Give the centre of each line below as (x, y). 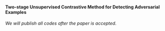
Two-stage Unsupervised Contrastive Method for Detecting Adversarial (82, 7)
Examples (16, 12)
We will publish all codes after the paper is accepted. (61, 23)
